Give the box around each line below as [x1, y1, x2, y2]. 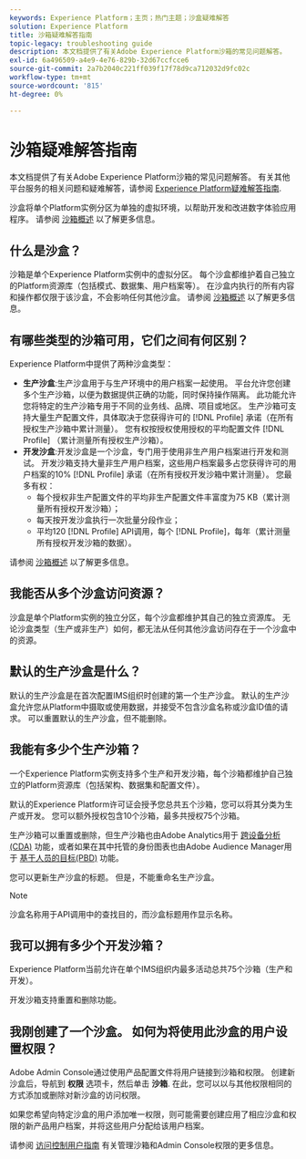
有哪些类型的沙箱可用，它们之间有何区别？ [9, 332, 249, 347]
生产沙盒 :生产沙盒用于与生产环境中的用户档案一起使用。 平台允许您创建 [22, 378, 291, 388]
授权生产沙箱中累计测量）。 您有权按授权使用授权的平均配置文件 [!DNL [22, 423, 285, 434]
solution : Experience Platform [9, 22, 128, 31]
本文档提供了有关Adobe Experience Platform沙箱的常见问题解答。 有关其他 [9, 171, 291, 182]
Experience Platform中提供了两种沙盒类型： [9, 358, 174, 369]
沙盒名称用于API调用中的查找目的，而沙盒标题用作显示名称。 [9, 908, 239, 919]
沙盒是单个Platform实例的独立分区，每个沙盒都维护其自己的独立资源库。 [9, 612, 280, 623]
